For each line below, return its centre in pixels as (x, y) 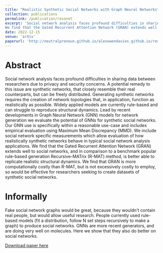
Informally (26, 196)
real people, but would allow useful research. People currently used (73, 215)
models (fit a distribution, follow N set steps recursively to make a (84, 220)
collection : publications (31, 14)
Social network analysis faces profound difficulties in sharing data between (80, 79)
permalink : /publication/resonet (39, 18)
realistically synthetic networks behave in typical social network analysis (78, 141)
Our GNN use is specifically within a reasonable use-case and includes (76, 125)
